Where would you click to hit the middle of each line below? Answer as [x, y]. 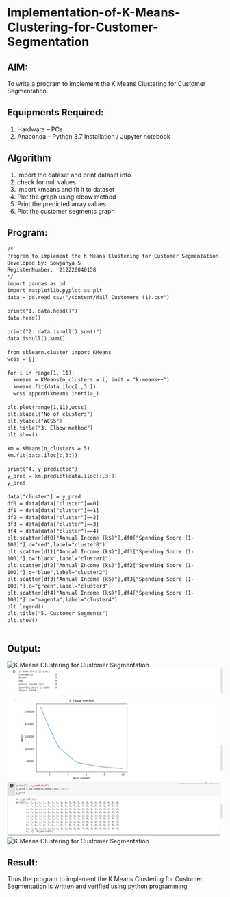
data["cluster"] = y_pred [44, 497]
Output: [24, 649]
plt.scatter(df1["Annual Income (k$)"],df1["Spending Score [95, 552]
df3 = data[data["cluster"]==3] [53, 524]
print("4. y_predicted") [42, 469]
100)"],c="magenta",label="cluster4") [62, 600]
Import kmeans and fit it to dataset [65, 189]
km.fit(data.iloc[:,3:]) [42, 456]
